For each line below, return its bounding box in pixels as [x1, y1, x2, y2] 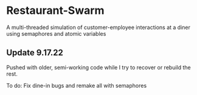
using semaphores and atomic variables [6, 30, 106, 37]
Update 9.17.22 [6, 48, 64, 58]
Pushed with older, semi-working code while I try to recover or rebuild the [6, 64, 191, 71]
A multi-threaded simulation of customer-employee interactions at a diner [6, 24, 190, 31]
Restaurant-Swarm [6, 4, 105, 18]
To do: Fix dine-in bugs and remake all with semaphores [6, 82, 147, 89]
